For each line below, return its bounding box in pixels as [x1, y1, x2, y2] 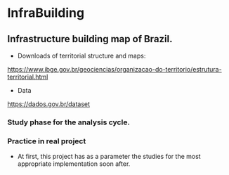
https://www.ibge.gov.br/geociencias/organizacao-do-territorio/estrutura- [7, 65, 223, 73]
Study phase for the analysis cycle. [7, 117, 130, 127]
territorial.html [7, 72, 48, 81]
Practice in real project [7, 136, 86, 145]
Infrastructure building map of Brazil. [7, 33, 173, 45]
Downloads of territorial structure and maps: [17, 51, 146, 60]
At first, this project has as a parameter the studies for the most [17, 153, 202, 161]
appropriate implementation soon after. [17, 160, 131, 168]
